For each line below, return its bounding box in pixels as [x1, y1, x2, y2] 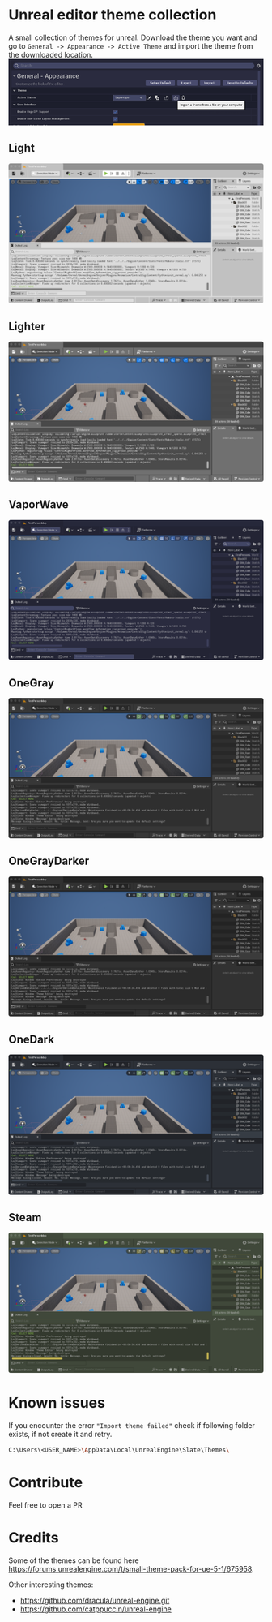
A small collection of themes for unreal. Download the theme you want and [8, 32, 257, 42]
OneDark [8, 1032, 55, 1046]
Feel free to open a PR [8, 1499, 83, 1510]
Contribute [8, 1473, 83, 1491]
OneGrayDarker [8, 854, 90, 868]
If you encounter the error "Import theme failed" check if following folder [8, 1420, 255, 1430]
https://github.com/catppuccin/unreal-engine [19, 1604, 172, 1614]
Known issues [8, 1394, 105, 1413]
